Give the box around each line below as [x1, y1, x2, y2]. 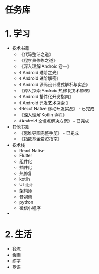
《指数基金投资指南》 [19, 136, 62, 142]
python [19, 199, 34, 205]
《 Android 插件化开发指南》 [19, 94, 73, 100]
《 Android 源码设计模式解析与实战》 [19, 82, 90, 88]
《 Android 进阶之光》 [19, 70, 61, 76]
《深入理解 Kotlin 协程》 [19, 112, 67, 118]
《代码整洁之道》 [19, 51, 54, 57]
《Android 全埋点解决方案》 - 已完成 [19, 118, 89, 124]
